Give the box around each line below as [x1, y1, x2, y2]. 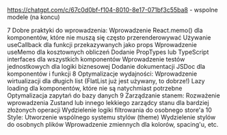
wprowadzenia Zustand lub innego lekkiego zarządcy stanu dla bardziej [7, 99, 210, 106]
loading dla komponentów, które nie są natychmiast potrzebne [7, 85, 183, 92]
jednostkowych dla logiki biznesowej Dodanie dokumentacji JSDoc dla [7, 63, 206, 70]
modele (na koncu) [7, 13, 60, 21]
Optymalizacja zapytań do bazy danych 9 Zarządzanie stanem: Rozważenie [7, 91, 220, 100]
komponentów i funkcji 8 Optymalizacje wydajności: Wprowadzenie [7, 70, 198, 78]
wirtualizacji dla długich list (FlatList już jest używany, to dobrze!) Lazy [7, 77, 205, 85]
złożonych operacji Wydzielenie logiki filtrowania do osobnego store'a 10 [7, 106, 212, 114]
